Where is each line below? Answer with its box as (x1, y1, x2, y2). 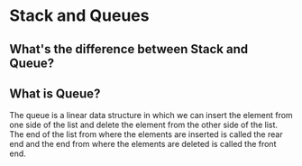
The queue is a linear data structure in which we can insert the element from (9, 110, 293, 121)
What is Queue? (9, 86, 101, 101)
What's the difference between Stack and (9, 41, 249, 57)
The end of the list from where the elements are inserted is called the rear (9, 129, 283, 140)
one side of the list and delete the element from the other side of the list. (9, 119, 278, 131)
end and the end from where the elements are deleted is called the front (9, 139, 277, 150)
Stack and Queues (9, 5, 150, 26)
